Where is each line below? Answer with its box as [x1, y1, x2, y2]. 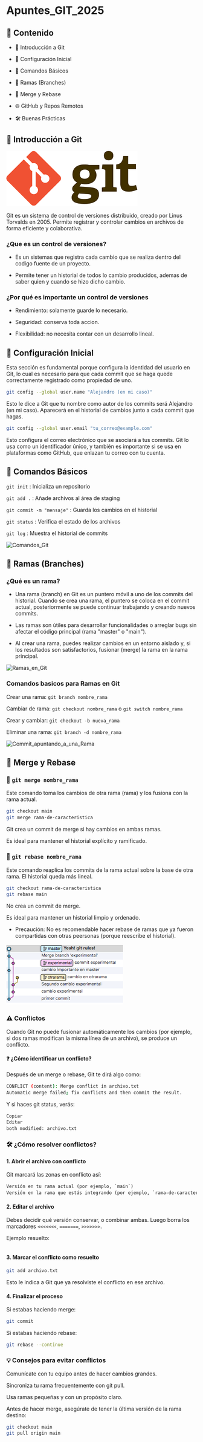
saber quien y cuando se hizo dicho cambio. [14, 278, 126, 285]
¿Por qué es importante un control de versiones [6, 293, 149, 302]
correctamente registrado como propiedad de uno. [6, 377, 133, 384]
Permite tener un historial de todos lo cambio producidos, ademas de [14, 271, 187, 279]
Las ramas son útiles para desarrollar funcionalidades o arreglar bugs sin [14, 622, 197, 629]
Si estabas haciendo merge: [6, 1306, 76, 1313]
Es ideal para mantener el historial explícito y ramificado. [6, 837, 147, 845]
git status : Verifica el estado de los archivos [6, 518, 121, 525]
